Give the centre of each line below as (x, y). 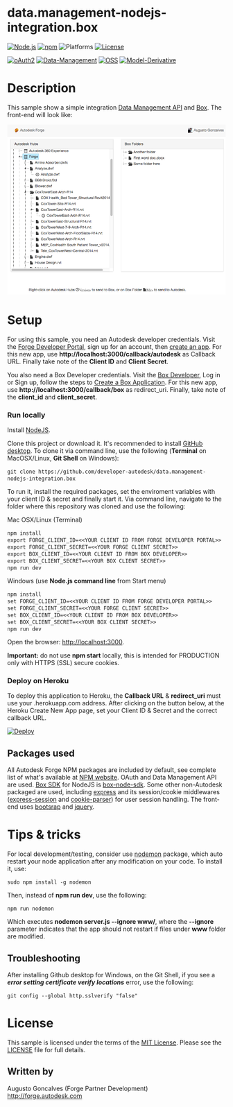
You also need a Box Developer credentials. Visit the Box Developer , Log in (114, 375)
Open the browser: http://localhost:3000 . (66, 642)
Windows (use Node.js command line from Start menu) (87, 581)
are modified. (26, 936)
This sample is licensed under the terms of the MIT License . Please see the (114, 1042)
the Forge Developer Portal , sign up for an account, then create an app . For (114, 346)
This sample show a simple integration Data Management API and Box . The (114, 107)
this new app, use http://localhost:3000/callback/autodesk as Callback (112, 354)
